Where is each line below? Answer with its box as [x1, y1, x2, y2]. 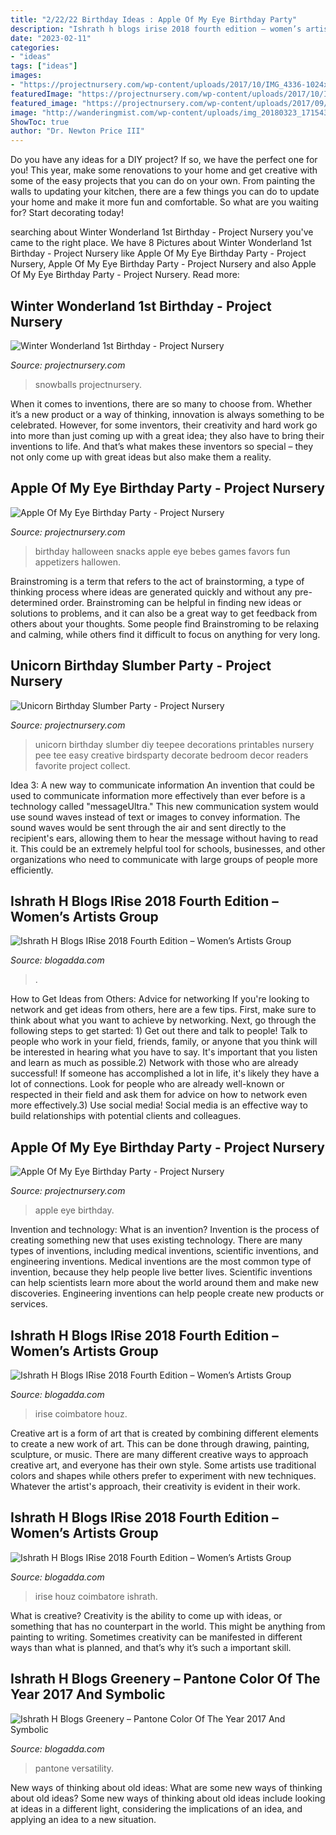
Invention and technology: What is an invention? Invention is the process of [10, 1224, 320, 1236]
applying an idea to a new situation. [10, 1813, 157, 1825]
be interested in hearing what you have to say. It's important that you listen [10, 1046, 318, 1058]
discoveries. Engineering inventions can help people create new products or [10, 1287, 325, 1300]
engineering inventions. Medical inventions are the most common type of [10, 1256, 312, 1268]
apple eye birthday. [34, 1204, 115, 1216]
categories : [10, 42, 60, 53]
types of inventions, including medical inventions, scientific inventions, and [10, 1245, 319, 1257]
